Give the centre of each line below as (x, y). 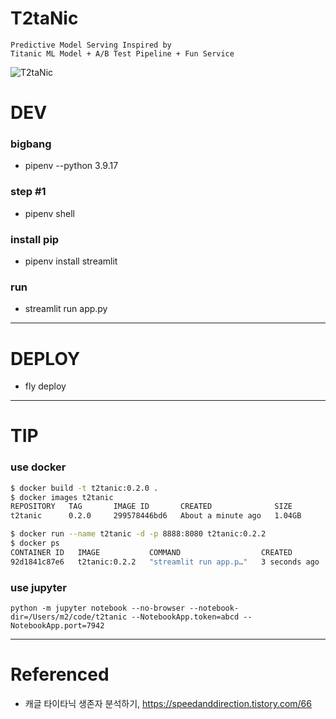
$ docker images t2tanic (62, 497)
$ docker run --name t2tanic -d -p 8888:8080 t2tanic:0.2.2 (138, 534)
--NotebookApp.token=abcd (185, 617)
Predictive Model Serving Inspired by (91, 45)
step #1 (28, 192)
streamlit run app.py (66, 309)
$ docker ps (35, 543)
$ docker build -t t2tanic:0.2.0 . (84, 488)
